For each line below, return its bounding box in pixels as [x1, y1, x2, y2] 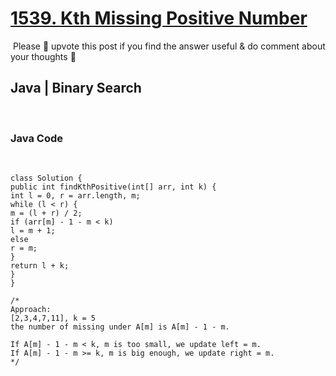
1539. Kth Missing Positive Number [10, 7, 308, 30]
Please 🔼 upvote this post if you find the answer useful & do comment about [12, 40, 326, 52]
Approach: [10, 305, 52, 315]
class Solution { [10, 173, 83, 184]
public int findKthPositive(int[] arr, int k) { [10, 182, 217, 192]
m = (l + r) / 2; [10, 208, 83, 219]
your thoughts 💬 [10, 50, 77, 62]
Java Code [10, 131, 63, 145]
